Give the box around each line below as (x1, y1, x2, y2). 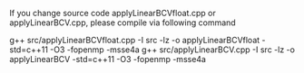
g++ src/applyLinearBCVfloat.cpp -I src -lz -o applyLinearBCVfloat (9, 35, 260, 45)
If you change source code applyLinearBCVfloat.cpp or (9, 8, 216, 18)
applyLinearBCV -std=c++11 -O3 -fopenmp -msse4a (9, 54, 207, 64)
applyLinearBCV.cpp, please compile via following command (9, 17, 236, 28)
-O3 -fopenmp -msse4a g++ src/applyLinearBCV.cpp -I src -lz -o (49, 44, 295, 55)
